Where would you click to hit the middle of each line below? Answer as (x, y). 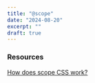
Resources (25, 57)
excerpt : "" (24, 26)
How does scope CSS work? (47, 72)
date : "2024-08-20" (35, 20)
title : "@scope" (30, 13)
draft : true (24, 33)
